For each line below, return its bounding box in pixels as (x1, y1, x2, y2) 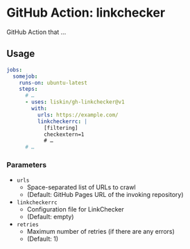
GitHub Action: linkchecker (6, 5, 166, 21)
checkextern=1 (43, 130, 85, 138)
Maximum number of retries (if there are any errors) (26, 227, 175, 236)
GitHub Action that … (6, 28, 67, 36)
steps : (19, 85, 38, 93)
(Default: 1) (26, 234, 59, 243)
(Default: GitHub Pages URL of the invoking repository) (26, 191, 184, 199)
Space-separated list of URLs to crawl (26, 183, 136, 191)
